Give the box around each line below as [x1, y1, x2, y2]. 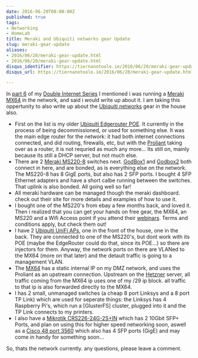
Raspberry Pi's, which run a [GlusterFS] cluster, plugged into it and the [14, 302, 186, 310]
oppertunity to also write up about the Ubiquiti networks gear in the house [6, 103, 186, 110]
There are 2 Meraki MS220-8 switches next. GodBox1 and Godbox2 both [14, 158, 192, 165]
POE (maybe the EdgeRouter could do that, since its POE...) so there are [14, 239, 190, 247]
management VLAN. [14, 258, 64, 265]
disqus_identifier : [6, 63, 54, 70]
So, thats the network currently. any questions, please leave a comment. [6, 345, 181, 352]
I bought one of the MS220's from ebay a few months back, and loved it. [14, 202, 192, 209]
